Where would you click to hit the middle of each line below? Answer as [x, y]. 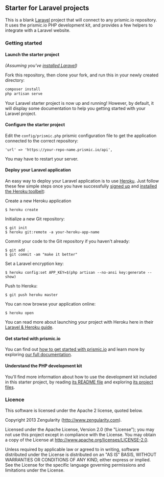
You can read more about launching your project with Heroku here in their [79, 322]
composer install [23, 89]
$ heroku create [22, 210]
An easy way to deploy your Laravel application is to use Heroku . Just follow [82, 181]
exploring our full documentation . [39, 355]
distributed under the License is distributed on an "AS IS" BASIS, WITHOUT [81, 454]
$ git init [16, 228]
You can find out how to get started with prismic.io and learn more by [75, 349]
